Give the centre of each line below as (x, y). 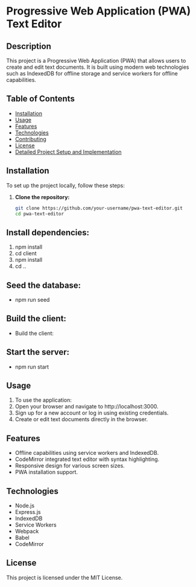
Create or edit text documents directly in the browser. (81, 419)
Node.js (25, 506)
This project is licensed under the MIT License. (65, 577)
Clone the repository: (42, 197)
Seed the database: (44, 285)
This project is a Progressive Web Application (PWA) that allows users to (96, 61)
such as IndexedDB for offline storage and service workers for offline (92, 73)
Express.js (28, 512)
